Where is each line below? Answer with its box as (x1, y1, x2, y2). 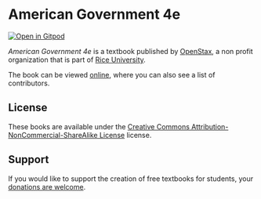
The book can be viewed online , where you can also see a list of (8, 70, 216, 79)
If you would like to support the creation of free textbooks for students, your (8, 174, 253, 183)
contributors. (8, 78, 50, 88)
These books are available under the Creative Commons (8, 121, 190, 131)
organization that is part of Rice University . (8, 55, 147, 64)
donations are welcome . (8, 182, 86, 191)
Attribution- (191, 121, 229, 131)
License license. (99, 130, 152, 139)
